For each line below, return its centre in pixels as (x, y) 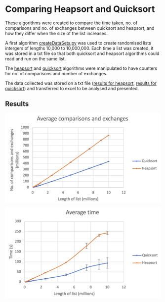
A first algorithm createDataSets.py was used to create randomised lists (78, 43)
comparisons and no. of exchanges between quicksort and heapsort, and (80, 28)
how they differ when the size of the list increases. (56, 33)
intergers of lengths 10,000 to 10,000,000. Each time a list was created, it (79, 48)
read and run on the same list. (36, 58)
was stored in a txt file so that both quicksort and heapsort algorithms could (82, 53)
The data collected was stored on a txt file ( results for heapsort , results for (81, 83)
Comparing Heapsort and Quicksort (80, 9)
